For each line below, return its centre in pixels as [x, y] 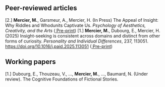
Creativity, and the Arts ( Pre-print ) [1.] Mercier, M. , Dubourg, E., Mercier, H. [83, 30]
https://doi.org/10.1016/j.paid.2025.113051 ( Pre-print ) [59, 46]
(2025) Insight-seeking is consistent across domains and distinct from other [82, 36]
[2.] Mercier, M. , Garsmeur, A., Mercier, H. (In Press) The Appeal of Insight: [82, 20]
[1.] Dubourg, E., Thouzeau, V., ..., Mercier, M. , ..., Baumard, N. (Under [77, 74]
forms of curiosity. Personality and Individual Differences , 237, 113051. [77, 41]
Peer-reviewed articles [41, 8]
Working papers [30, 62]
